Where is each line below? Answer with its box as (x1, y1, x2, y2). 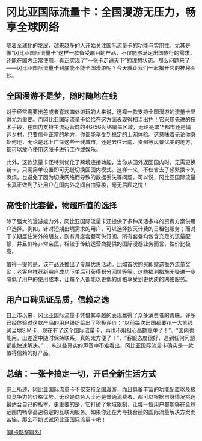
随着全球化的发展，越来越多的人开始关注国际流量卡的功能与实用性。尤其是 (6, 42, 191, 49)
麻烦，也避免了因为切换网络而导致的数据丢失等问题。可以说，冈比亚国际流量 (6, 173, 196, 180)
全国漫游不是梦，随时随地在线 (6, 91, 117, 101)
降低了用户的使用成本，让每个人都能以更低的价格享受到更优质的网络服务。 (6, 275, 191, 283)
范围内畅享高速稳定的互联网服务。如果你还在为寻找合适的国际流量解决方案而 (6, 409, 196, 416)
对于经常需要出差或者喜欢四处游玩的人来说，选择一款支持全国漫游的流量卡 (6, 108, 191, 115)
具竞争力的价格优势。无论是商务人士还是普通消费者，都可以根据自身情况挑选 (6, 393, 196, 401)
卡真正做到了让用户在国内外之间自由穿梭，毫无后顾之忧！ (6, 181, 148, 188)
